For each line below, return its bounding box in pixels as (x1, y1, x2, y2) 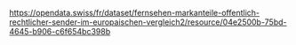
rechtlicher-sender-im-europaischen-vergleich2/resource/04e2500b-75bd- (9, 17, 287, 27)
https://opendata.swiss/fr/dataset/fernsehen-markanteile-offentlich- (9, 8, 260, 18)
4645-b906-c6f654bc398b (9, 26, 111, 36)
